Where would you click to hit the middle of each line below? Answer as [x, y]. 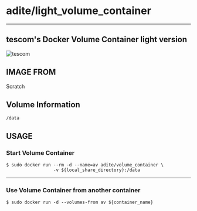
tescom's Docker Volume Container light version [97, 40]
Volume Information [43, 105]
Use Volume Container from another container [73, 190]
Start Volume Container [40, 152]
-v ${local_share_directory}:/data [97, 170]
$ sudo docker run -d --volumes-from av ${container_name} [80, 203]
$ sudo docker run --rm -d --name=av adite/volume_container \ [85, 165]
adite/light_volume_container [79, 11]
